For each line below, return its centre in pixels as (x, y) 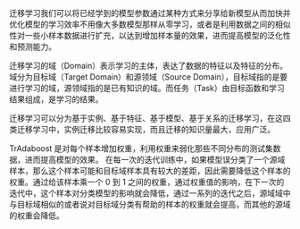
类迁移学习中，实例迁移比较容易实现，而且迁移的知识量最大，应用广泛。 (142, 129)
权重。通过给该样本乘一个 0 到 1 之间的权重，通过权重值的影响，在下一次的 (147, 182)
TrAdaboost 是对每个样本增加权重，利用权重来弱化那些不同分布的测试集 (142, 148)
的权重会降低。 (37, 216)
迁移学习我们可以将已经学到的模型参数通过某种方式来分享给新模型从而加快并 (150, 13)
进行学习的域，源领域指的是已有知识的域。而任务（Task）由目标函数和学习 (147, 88)
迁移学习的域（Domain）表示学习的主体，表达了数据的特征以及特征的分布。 (149, 66)
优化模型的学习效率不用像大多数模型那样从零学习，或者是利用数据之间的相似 (150, 24)
